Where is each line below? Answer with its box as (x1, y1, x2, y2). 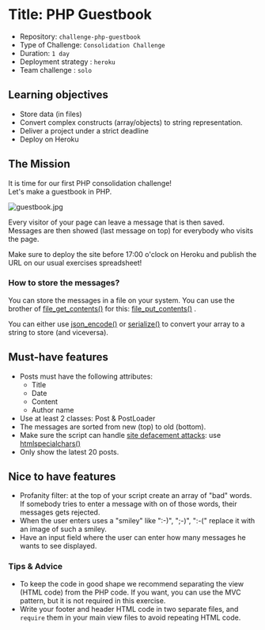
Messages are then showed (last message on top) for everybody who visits (8, 225, 254, 235)
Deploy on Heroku (19, 134, 79, 144)
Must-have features (8, 350, 109, 364)
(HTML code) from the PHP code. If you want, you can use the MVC (19, 587, 241, 597)
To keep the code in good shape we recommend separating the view (19, 579, 244, 588)
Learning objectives (8, 89, 109, 102)
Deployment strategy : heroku (19, 57, 116, 66)
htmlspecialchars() (19, 439, 81, 448)
